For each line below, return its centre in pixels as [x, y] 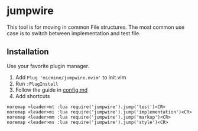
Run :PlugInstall [37, 83]
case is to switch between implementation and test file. [74, 33]
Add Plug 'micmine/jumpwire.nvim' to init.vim [71, 77]
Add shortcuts [33, 96]
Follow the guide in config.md [51, 90]
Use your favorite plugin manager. [48, 66]
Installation [28, 52]
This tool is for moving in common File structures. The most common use [96, 27]
